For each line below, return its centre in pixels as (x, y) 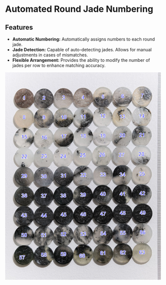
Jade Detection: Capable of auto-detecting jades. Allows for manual (82, 50)
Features (19, 27)
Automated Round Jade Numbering (79, 9)
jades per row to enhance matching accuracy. (59, 65)
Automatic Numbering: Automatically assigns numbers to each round (83, 39)
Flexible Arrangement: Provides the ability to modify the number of (81, 60)
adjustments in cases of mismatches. (50, 55)
